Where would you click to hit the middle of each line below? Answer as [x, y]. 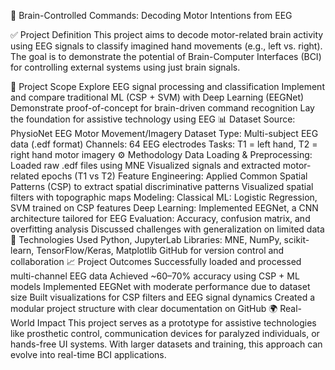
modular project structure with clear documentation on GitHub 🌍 [144, 308]
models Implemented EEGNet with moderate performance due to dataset [160, 286]
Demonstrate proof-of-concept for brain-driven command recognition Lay [162, 108]
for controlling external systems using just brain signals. [125, 67]
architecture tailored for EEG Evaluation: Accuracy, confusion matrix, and [160, 218]
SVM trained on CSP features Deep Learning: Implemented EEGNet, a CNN [164, 208]
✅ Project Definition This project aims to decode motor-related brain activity [167, 34]
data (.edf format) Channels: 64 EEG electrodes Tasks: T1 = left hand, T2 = [164, 144]
